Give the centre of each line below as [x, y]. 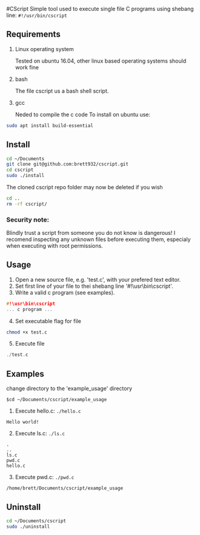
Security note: [28, 220]
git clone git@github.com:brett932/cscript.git [68, 164]
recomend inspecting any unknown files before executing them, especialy [98, 239]
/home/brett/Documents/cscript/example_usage [65, 488]
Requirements [33, 34]
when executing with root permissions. [55, 246]
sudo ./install [25, 176]
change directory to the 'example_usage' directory [69, 388]
